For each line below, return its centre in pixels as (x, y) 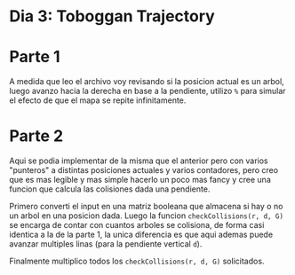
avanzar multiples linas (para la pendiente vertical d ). (106, 244)
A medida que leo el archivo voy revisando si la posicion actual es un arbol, (147, 82)
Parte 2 (36, 136)
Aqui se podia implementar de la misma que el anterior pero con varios (139, 161)
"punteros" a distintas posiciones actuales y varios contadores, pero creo (144, 170)
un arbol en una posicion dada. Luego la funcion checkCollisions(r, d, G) (147, 216)
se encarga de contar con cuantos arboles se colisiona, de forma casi (137, 225)
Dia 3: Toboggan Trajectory (112, 16)
